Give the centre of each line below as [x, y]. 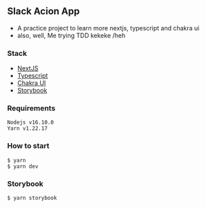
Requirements [31, 108]
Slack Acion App [44, 11]
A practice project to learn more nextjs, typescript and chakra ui [108, 28]
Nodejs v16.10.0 [30, 123]
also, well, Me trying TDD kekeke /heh [71, 35]
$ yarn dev [23, 166]
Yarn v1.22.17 [28, 129]
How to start [28, 146]
